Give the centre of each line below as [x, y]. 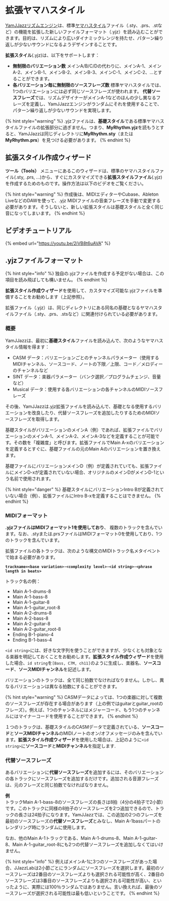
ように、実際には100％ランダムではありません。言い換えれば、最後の [86, 887]
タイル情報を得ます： [27, 347]
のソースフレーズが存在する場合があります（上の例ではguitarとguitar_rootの [84, 703]
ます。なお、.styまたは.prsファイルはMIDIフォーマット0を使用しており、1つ [84, 534]
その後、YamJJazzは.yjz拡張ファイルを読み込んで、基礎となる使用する [79, 406]
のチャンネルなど [30, 370]
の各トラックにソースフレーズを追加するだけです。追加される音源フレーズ [82, 779]
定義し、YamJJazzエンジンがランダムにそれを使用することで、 [96, 104]
